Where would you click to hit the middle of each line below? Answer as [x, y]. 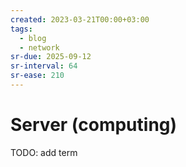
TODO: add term [44, 152]
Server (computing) [94, 125]
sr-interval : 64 [44, 66]
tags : [21, 29]
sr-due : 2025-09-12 [51, 57]
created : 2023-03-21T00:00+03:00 [80, 19]
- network [39, 47]
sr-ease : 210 [37, 76]
